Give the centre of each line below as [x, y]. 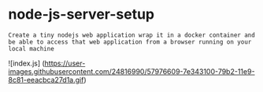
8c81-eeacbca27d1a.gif [46, 80]
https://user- [65, 63]
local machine [31, 48]
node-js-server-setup [81, 14]
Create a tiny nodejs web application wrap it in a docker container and [132, 35]
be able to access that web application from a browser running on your [130, 42]
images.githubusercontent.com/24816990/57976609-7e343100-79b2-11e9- [131, 71]
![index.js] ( [26, 63]
